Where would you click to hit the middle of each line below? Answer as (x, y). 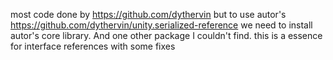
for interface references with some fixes (93, 46)
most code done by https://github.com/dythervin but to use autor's (148, 14)
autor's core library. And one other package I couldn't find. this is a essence (166, 35)
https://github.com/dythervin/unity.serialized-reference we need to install (161, 25)
